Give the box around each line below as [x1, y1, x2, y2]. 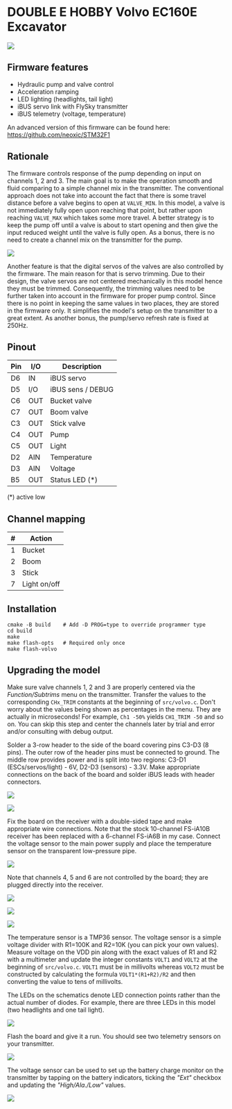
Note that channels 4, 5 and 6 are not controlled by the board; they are [7, 873, 209, 881]
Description [62, 362, 102, 372]
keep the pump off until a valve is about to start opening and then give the [7, 220, 218, 229]
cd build [7, 627, 33, 634]
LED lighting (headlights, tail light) [17, 95, 114, 103]
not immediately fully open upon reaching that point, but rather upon [7, 206, 203, 214]
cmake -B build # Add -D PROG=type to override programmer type [7, 621, 206, 628]
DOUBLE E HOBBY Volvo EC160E [7, 4, 197, 20]
